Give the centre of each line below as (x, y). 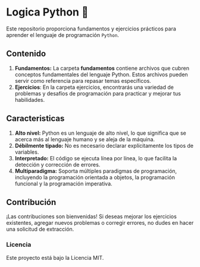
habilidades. (30, 100)
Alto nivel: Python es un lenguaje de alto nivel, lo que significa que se (100, 133)
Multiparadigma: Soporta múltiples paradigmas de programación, (96, 171)
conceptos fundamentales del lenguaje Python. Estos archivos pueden (101, 74)
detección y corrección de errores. (57, 164)
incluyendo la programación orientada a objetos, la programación (95, 177)
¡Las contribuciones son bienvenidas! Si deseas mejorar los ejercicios (91, 216)
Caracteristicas (35, 119)
